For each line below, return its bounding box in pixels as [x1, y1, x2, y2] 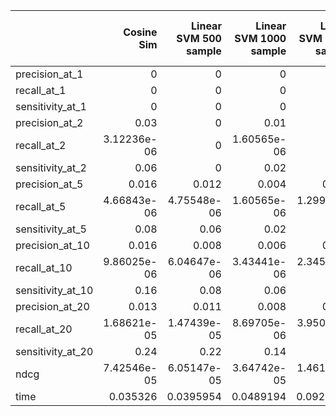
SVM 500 [176, 32, 222, 45]
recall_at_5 [15, 200, 67, 213]
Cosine [123, 25, 158, 39]
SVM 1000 [234, 32, 287, 45]
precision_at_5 [15, 177, 84, 191]
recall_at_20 [15, 322, 73, 336]
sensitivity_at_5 [15, 222, 87, 236]
